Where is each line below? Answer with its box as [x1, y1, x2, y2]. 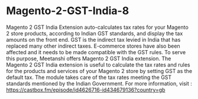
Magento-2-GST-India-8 [6, 4, 129, 18]
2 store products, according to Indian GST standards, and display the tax [6, 29, 183, 37]
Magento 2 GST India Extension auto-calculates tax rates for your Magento [6, 24, 189, 31]
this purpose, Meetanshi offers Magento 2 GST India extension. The [6, 55, 171, 62]
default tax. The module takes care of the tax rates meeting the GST [6, 74, 172, 81]
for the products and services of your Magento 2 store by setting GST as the [6, 67, 193, 74]
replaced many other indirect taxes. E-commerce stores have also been [6, 42, 180, 49]
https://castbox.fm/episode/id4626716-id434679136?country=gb [6, 86, 165, 93]
